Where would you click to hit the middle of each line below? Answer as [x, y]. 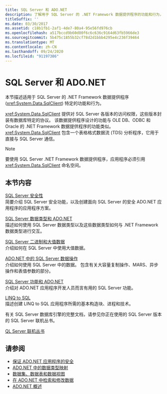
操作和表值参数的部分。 [29, 271]
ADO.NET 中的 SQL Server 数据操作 [42, 259]
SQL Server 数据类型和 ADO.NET [39, 219]
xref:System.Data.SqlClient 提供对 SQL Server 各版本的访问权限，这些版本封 [83, 114]
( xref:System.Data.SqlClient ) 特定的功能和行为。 [55, 103]
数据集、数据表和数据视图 [39, 374]
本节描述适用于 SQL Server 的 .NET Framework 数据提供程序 [67, 97]
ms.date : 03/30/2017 [27, 24]
